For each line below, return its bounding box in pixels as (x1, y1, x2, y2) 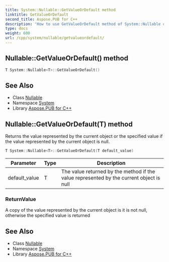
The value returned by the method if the (61, 168, 155, 175)
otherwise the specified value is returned (5, 212, 91, 219)
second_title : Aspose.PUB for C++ (5, 17, 78, 22)
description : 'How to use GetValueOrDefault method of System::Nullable (5, 21, 161, 27)
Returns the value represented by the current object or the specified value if (5, 133, 163, 139)
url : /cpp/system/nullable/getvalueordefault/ (5, 36, 105, 41)
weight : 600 (5, 31, 30, 36)
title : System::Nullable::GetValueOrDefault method (5, 7, 116, 13)
